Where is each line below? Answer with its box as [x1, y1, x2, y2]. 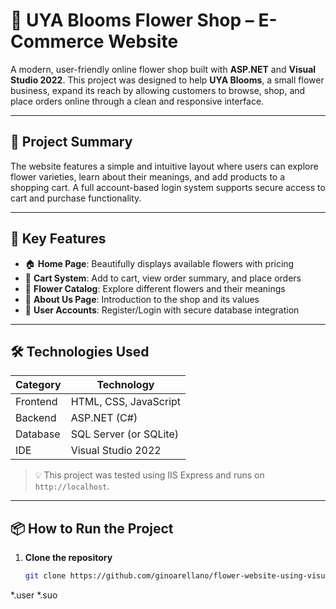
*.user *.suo [10, 589, 58, 601]
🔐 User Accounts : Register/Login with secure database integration [24, 304, 300, 316]
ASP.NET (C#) [70, 411, 138, 425]
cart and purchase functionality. [10, 192, 142, 204]
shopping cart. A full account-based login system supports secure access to [10, 181, 326, 193]
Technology [96, 378, 155, 392]
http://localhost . [34, 480, 110, 493]
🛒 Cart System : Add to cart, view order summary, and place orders [24, 272, 302, 284]
